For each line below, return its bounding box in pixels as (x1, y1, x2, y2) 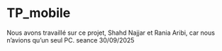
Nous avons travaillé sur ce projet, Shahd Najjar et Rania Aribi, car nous (6, 28, 216, 37)
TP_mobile (6, 5, 71, 21)
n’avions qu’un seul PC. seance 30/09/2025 (6, 35, 135, 44)
